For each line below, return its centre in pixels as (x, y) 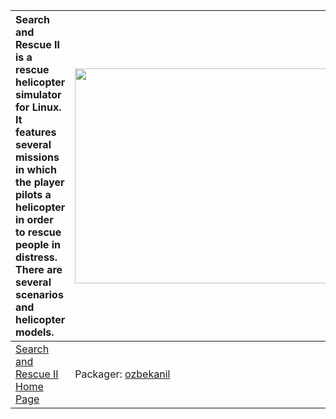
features (36, 132)
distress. (36, 257)
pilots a (33, 194)
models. (35, 332)
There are (39, 269)
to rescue (38, 232)
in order (34, 219)
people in (38, 244)
